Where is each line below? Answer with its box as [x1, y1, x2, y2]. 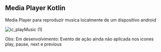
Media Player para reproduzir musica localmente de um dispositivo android [5, 17, 157, 23]
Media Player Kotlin [5, 4, 66, 12]
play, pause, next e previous [5, 41, 62, 47]
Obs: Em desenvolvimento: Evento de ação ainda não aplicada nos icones [5, 36, 154, 42]
